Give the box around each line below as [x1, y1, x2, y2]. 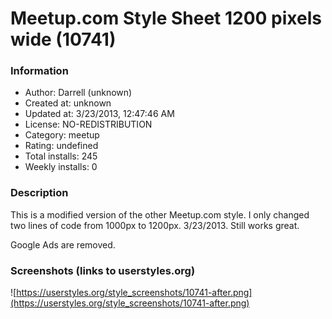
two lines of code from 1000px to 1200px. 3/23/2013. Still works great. [10, 219, 300, 231]
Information [10, 64, 69, 78]
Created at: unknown [24, 97, 112, 109]
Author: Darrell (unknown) [24, 87, 133, 99]
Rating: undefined [24, 140, 99, 152]
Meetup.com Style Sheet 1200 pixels [10, 7, 322, 30]
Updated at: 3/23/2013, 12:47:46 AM [24, 108, 175, 120]
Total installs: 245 [24, 150, 98, 162]
